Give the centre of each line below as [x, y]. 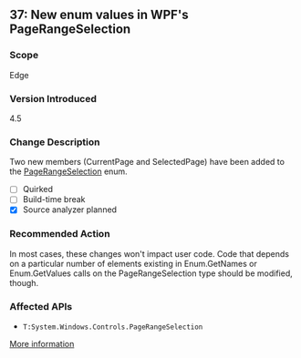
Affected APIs [41, 306]
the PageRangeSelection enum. [68, 171]
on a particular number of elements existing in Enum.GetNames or [133, 263]
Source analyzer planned [69, 210]
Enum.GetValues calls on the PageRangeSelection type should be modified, [151, 273]
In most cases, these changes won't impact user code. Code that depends [150, 253]
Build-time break [54, 199]
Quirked [37, 189]
